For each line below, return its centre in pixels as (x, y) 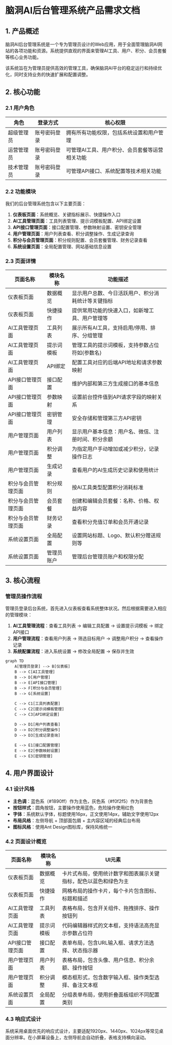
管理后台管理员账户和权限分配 (108, 557)
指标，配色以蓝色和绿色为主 (95, 881)
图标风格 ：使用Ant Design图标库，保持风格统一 (62, 827)
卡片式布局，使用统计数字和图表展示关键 (111, 873)
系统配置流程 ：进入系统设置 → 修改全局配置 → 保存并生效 (73, 651)
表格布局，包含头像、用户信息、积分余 (108, 960)
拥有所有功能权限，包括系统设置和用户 (112, 132)
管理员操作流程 (24, 596)
